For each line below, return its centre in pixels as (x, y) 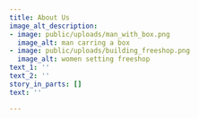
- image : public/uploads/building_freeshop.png (100, 51)
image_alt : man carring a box (74, 42)
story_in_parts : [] (46, 84)
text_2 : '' (30, 76)
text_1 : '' (30, 68)
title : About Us (39, 17)
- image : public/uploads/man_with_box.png (90, 34)
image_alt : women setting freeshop (84, 59)
